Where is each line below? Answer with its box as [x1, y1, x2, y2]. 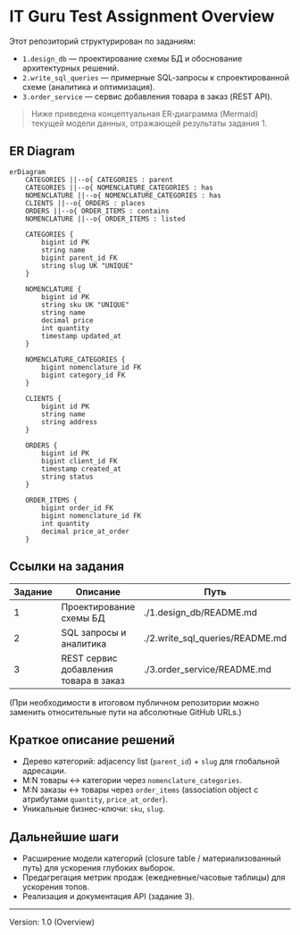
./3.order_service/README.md [143, 663, 272, 675]
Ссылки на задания [9, 559, 125, 574]
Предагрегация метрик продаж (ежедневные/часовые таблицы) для [21, 872, 286, 883]
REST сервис [61, 652, 118, 664]
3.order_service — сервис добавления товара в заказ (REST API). [21, 91, 273, 102]
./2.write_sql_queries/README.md [143, 631, 287, 644]
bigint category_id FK [41, 371, 126, 380]
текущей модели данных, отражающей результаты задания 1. [30, 118, 268, 129]
